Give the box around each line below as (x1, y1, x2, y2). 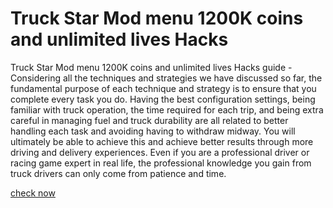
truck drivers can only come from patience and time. (10, 167, 227, 179)
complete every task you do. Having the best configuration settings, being (10, 93, 316, 105)
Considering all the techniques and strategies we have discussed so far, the (10, 72, 323, 84)
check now (10, 187, 56, 199)
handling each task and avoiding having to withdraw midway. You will (10, 125, 296, 137)
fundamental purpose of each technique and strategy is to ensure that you (10, 82, 317, 94)
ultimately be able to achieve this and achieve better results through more (10, 135, 314, 147)
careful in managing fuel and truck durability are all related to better (10, 114, 289, 126)
